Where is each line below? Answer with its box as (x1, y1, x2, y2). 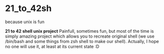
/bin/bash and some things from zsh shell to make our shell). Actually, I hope (5, 38, 159, 44)
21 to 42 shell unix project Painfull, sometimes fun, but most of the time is (5, 28, 154, 34)
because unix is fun (5, 19, 45, 25)
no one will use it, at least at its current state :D (5, 43, 100, 49)
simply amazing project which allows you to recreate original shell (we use (5, 33, 155, 39)
